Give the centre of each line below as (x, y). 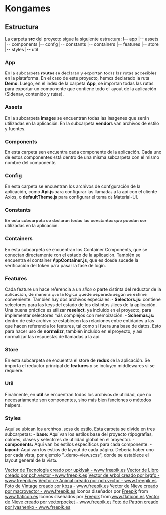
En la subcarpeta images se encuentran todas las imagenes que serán (77, 118)
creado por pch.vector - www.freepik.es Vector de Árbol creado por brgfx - (82, 475)
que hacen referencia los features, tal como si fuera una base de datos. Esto (83, 326)
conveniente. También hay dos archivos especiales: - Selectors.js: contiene (83, 300)
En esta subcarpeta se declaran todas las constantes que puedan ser (76, 221)
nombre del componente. (31, 162)
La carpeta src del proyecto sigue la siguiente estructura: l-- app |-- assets (82, 39)
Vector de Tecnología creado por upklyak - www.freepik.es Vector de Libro (82, 470)
